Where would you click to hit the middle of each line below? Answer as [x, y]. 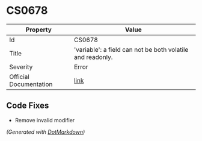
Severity [21, 67]
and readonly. [93, 57]
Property [39, 30]
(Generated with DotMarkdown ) [46, 132]
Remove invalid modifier [45, 120]
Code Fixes [28, 106]
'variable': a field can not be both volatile [131, 49]
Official [20, 77]
